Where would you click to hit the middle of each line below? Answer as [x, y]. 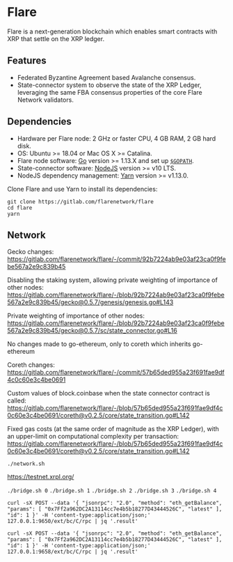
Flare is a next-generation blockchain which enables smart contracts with [112, 31]
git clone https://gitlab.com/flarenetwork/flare [81, 202]
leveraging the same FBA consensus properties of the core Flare [110, 92]
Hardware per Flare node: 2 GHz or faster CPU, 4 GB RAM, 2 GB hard [116, 138]
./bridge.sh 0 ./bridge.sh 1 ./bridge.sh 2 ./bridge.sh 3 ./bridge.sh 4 [112, 491]
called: [17, 400]
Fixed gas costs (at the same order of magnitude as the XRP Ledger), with [113, 429]
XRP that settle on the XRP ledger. [56, 38]
